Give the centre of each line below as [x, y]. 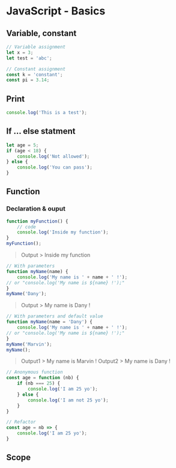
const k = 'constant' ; [35, 74]
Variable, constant [41, 33]
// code [26, 227]
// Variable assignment [36, 47]
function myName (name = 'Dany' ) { [50, 322]
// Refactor [21, 422]
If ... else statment [41, 131]
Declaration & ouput [36, 209]
